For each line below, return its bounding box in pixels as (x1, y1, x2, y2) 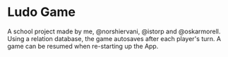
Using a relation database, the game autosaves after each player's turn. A (7, 34, 221, 42)
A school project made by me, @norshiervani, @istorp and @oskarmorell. (7, 27, 221, 35)
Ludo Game (7, 4, 76, 20)
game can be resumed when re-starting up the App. (7, 42, 159, 50)
